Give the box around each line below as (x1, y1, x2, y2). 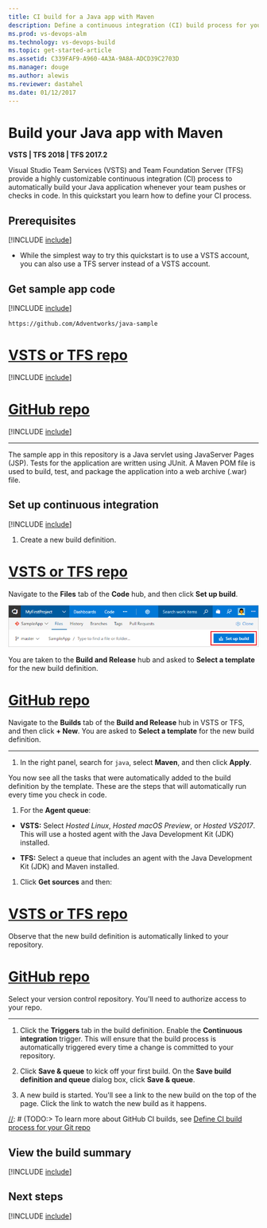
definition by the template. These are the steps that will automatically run (8, 782, 247, 791)
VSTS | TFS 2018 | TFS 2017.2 (8, 150, 108, 159)
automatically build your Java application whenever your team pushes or (8, 182, 246, 192)
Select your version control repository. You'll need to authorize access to (8, 995, 246, 1004)
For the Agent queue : (19, 806, 91, 815)
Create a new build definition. (19, 535, 117, 544)
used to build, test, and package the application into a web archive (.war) (8, 466, 247, 476)
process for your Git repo (8, 1123, 91, 1132)
